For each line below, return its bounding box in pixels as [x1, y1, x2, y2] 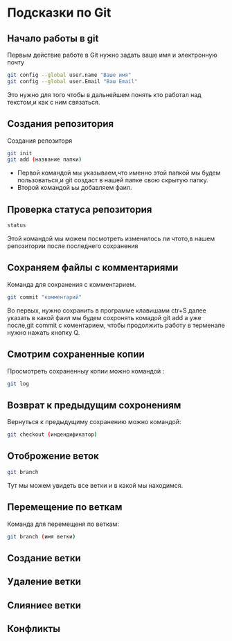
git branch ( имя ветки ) [7, 533, 76, 540]
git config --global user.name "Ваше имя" [7, 71, 132, 78]
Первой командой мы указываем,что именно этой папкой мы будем [17, 168, 221, 177]
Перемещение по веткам [7, 501, 123, 513]
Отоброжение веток [7, 450, 99, 462]
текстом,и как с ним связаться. [7, 98, 100, 106]
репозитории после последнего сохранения [7, 242, 139, 250]
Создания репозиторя [7, 137, 73, 145]
